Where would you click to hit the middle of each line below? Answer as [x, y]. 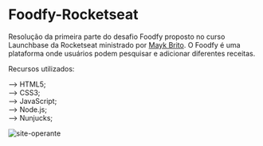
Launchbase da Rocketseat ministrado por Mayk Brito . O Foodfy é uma [124, 44]
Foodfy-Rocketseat [73, 15]
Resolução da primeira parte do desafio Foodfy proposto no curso [117, 36]
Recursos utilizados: [41, 68]
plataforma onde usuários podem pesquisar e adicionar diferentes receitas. [132, 53]
